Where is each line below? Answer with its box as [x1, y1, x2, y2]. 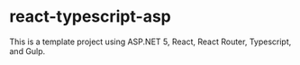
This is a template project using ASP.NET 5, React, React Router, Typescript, [9, 36, 292, 47]
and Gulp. [9, 45, 46, 56]
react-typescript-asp [9, 6, 171, 27]
